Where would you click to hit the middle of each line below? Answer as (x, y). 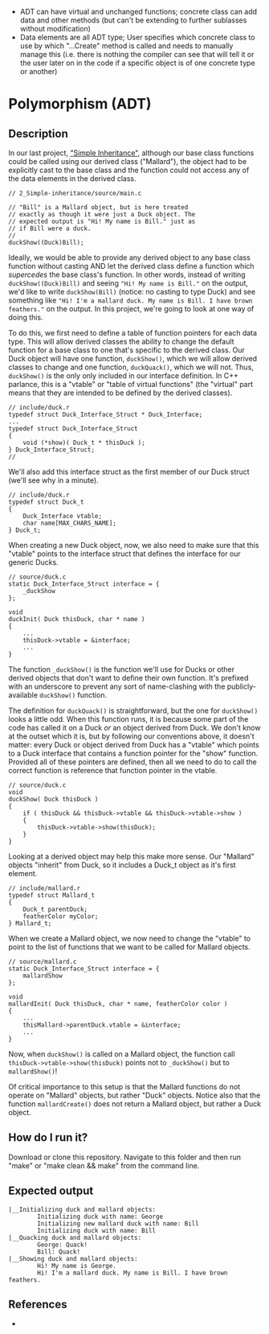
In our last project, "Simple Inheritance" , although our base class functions (131, 153)
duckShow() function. (73, 695)
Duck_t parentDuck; (55, 909)
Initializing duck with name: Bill (97, 1230)
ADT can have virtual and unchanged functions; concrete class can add (139, 12)
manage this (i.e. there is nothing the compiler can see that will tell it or (137, 54)
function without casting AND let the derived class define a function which (131, 266)
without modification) (55, 29)
